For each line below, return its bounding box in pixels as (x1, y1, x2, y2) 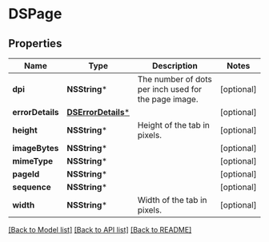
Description (151, 61, 198, 71)
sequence (12, 181, 51, 192)
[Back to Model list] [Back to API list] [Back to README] (8, 225, 192, 234)
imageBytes (12, 143, 59, 153)
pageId (12, 169, 40, 180)
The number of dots (137, 73, 212, 85)
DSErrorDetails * (66, 107, 130, 117)
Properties (8, 37, 62, 50)
